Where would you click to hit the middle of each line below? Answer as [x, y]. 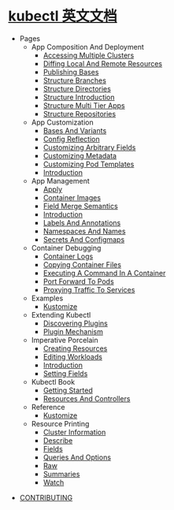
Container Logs [68, 256]
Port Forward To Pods [78, 281]
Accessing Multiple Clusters [89, 55]
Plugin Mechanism [73, 331]
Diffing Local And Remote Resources [103, 63]
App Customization [62, 122]
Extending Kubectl [61, 315]
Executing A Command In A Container [104, 273]
